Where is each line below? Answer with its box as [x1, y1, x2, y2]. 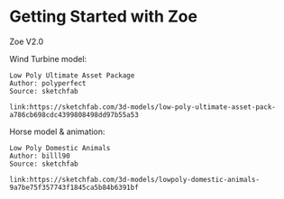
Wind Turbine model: [9, 53, 87, 64]
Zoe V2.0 [9, 36, 44, 47]
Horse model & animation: [9, 126, 105, 137]
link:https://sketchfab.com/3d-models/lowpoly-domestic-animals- [9, 175, 260, 184]
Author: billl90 [9, 151, 70, 160]
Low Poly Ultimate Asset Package [9, 70, 135, 80]
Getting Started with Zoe [9, 6, 198, 27]
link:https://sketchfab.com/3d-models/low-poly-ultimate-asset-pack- [9, 102, 277, 112]
